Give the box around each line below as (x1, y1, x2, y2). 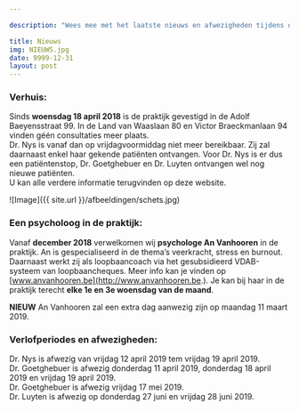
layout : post (9, 61, 58, 71)
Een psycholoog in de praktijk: (9, 217, 143, 230)
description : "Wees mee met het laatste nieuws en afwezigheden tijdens (9, 20, 285, 29)
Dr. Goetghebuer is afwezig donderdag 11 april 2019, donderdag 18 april (9, 363, 271, 374)
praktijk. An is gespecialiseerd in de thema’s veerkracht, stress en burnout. (9, 246, 283, 257)
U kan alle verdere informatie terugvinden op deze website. (9, 177, 227, 188)
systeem (9, 265, 41, 276)
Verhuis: (9, 91, 47, 103)
